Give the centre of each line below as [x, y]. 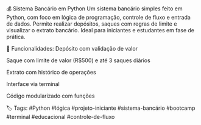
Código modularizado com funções [51, 96]
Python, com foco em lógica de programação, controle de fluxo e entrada [98, 17]
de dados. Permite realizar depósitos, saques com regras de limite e [92, 24]
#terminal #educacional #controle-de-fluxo [61, 117]
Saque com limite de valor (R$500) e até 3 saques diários [78, 60]
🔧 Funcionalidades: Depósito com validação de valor [72, 48]
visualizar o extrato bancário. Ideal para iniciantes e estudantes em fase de [100, 30]
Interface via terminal [33, 84]
